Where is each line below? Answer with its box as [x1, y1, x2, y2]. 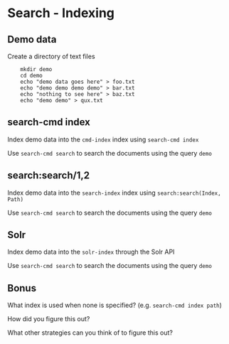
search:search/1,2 [7, 169, 90, 182]
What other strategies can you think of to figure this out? [7, 328, 173, 337]
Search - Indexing [7, 5, 115, 21]
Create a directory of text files [7, 52, 95, 60]
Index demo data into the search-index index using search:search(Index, [7, 188, 222, 197]
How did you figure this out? [7, 315, 90, 323]
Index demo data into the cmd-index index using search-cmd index [7, 135, 199, 144]
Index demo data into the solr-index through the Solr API [7, 247, 175, 257]
